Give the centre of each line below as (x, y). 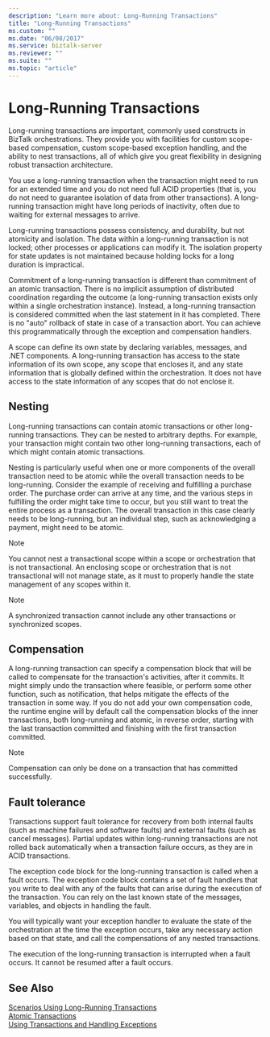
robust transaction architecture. (61, 164)
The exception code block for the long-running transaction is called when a (133, 872)
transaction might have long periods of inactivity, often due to (138, 205)
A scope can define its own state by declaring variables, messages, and (128, 346)
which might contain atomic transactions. (77, 451)
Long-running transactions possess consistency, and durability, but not (127, 230)
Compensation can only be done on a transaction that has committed (123, 768)
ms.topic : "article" (43, 68)
